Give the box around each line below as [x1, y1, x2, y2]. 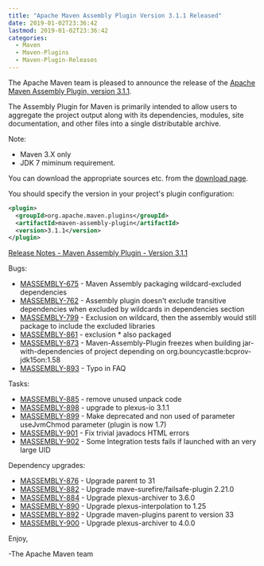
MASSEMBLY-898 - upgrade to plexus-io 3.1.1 [19, 403, 169, 412]
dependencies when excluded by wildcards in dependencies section [19, 304, 245, 314]
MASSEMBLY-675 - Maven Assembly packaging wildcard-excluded [19, 279, 242, 289]
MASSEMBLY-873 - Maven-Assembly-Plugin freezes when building [19, 338, 241, 348]
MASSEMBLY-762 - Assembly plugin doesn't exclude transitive [19, 296, 227, 306]
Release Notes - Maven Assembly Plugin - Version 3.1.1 [8, 248, 188, 258]
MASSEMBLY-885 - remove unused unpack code [19, 395, 182, 404]
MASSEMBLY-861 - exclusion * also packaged [19, 330, 172, 339]
